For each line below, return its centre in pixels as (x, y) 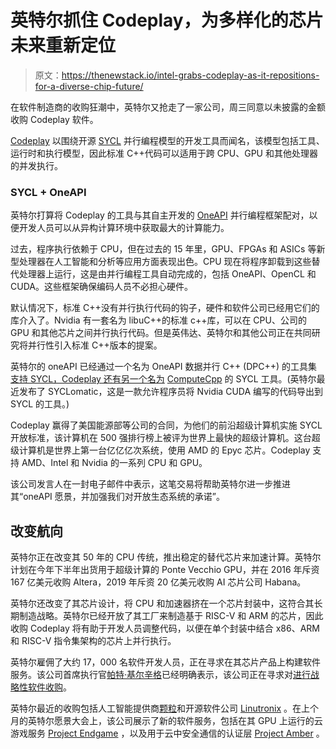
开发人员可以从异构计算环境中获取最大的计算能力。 (124, 228)
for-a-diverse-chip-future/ (89, 86)
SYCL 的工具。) (40, 404)
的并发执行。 (36, 165)
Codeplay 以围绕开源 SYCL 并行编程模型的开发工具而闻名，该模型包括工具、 (167, 140)
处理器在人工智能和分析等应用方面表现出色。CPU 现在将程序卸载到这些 (165, 262)
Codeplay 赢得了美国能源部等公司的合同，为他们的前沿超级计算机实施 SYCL (166, 425)
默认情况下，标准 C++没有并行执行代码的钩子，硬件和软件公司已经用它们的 (165, 308)
